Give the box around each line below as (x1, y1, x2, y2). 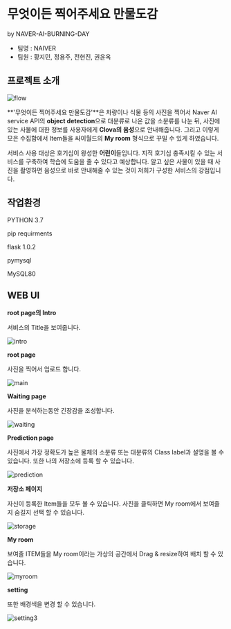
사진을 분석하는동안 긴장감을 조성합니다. (7, 407, 115, 415)
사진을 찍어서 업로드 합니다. (7, 365, 82, 373)
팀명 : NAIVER (17, 44, 57, 52)
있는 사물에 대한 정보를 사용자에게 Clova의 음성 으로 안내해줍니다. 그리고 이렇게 (7, 125, 219, 134)
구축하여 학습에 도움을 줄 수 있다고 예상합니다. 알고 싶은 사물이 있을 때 (25, 157, 214, 166)
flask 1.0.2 (7, 242, 36, 251)
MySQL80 (7, 269, 36, 278)
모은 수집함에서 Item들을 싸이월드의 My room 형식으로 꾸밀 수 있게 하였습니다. (7, 134, 219, 142)
